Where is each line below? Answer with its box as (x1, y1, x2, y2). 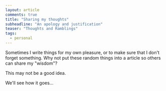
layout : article (5, 7, 39, 13)
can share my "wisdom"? (5, 60, 58, 66)
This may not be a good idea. (5, 70, 66, 76)
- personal (10, 36, 33, 41)
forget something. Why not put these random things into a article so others (5, 55, 161, 61)
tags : (5, 31, 17, 36)
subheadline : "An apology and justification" (5, 21, 103, 27)
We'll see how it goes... (5, 79, 54, 86)
